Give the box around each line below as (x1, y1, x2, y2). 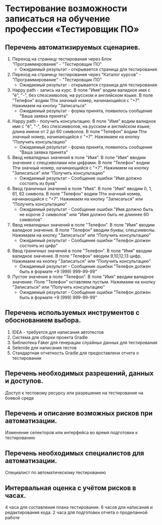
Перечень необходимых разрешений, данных (5, 369, 154, 378)
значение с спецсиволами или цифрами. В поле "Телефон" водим (12, 160, 150, 165)
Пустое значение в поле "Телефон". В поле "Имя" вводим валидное (12, 274, 154, 280)
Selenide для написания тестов (12, 344, 77, 350)
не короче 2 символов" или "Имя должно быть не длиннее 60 (19, 212, 149, 217)
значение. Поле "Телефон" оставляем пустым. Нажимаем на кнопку (12, 279, 156, 284)
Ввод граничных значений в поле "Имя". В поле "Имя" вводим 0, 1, (12, 186, 152, 191)
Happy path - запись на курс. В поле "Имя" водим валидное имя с (12, 87, 151, 93)
